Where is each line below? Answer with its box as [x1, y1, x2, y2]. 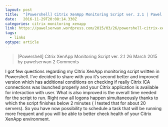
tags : [5, 30, 16, 35]
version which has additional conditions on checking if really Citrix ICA [5, 79, 150, 85]
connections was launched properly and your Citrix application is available [5, 84, 158, 90]
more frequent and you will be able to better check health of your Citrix [5, 111, 151, 117]
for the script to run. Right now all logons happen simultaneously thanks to [5, 95, 158, 101]
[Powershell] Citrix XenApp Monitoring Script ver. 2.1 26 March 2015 [17, 53, 157, 59]
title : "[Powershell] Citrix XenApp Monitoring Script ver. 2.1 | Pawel [5, 12, 162, 17]
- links [9, 35, 26, 40]
